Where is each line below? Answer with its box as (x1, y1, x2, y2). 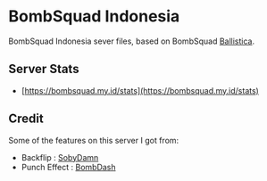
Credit (8, 111, 44, 127)
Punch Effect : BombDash (21, 161, 117, 172)
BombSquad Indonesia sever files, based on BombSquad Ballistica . (8, 36, 255, 46)
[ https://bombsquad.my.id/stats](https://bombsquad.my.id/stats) (21, 85, 260, 95)
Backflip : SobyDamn (21, 152, 99, 162)
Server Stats (8, 62, 79, 77)
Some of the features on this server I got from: (8, 135, 179, 145)
